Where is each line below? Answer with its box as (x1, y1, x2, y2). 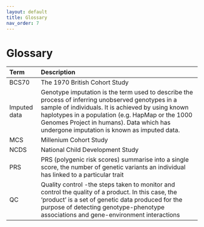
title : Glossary (6, 15, 47, 21)
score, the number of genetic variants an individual (41, 163, 186, 171)
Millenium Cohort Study (41, 136, 108, 144)
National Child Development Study (41, 146, 139, 154)
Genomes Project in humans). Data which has (41, 119, 171, 127)
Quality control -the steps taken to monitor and (41, 180, 175, 189)
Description (41, 68, 76, 76)
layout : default (6, 8, 47, 15)
